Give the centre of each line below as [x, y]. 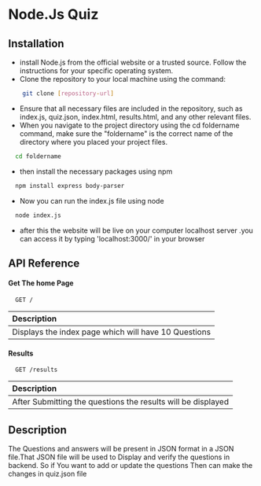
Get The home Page [41, 283]
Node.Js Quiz [53, 15]
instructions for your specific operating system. [96, 71]
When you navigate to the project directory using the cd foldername [129, 125]
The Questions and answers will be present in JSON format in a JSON [121, 449]
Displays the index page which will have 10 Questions [111, 332]
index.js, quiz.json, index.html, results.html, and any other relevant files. [135, 116]
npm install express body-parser [70, 186]
